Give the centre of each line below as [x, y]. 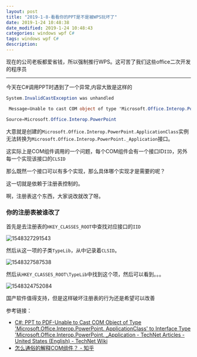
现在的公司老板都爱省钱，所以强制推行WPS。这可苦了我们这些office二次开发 [98, 62]
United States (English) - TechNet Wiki [61, 341]
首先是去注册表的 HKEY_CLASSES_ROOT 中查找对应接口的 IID [74, 226]
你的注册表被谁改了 [33, 213]
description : [22, 45]
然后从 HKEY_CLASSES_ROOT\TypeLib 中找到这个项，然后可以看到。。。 [85, 274]
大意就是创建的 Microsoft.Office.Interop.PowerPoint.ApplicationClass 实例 [98, 131]
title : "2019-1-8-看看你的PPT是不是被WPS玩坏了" [62, 17]
